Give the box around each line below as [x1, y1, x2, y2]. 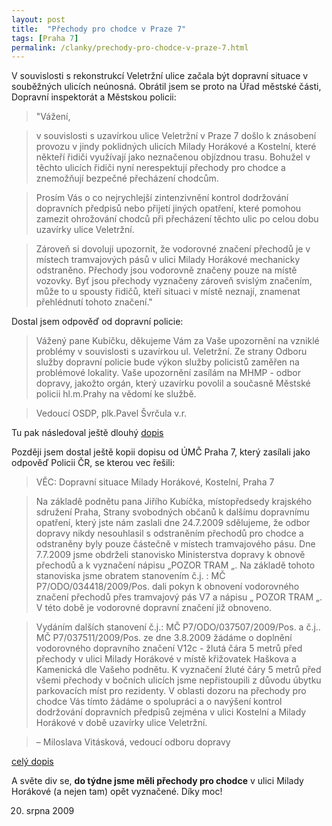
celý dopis [11, 756, 54, 768]
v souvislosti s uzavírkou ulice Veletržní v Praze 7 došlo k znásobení [35, 130, 317, 142]
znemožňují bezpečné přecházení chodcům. [35, 172, 219, 185]
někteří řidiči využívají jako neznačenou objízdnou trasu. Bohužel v [35, 151, 311, 163]
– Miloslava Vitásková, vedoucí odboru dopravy [35, 736, 231, 748]
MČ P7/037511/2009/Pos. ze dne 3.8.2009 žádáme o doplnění [35, 632, 293, 644]
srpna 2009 [25, 805, 75, 817]
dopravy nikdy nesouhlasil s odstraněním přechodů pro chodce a [35, 527, 304, 540]
